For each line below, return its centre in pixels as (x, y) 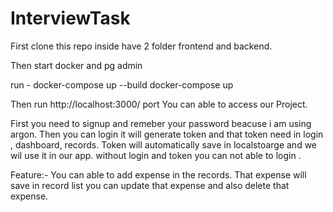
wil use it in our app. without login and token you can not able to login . (156, 155)
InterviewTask (70, 18)
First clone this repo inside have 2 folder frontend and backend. (141, 46)
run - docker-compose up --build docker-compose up (122, 84)
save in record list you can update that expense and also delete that (150, 185)
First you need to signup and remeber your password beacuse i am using (161, 123)
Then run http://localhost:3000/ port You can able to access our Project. (159, 104)
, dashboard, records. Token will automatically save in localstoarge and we (164, 144)
